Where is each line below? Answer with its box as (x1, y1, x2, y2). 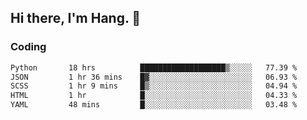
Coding (10, 40, 47, 54)
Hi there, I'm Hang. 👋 (10, 10, 142, 27)
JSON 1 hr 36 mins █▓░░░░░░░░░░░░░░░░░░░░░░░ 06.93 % (10, 72, 298, 82)
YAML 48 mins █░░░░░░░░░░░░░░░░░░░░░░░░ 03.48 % (10, 100, 298, 110)
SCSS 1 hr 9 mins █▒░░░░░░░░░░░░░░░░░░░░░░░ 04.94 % (10, 81, 298, 91)
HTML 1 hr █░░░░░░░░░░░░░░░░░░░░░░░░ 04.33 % (10, 91, 298, 101)
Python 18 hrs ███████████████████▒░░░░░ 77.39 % (10, 62, 298, 73)
